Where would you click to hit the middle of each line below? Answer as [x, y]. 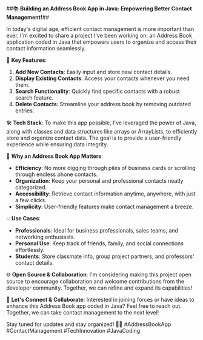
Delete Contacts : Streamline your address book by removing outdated [103, 104]
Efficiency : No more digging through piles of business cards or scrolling [105, 168]
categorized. [31, 187]
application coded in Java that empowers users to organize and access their [101, 42]
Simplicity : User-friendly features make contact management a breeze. [104, 206]
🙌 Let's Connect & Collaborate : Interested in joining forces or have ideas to [101, 300]
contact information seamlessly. [46, 48]
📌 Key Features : [27, 60]
